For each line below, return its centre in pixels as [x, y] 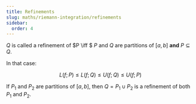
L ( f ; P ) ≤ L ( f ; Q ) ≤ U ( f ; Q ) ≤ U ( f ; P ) [100, 75]
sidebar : [17, 23]
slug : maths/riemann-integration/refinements [64, 17]
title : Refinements [30, 12]
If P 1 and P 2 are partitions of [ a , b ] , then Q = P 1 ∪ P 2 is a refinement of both [98, 87]
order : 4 [22, 28]
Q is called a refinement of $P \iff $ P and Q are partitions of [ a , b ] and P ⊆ [98, 45]
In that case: [22, 63]
